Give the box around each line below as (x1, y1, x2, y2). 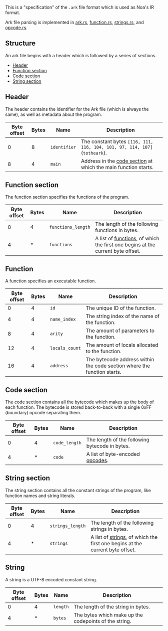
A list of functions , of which (94, 235, 159, 242)
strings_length (49, 523, 86, 529)
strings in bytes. (90, 525, 128, 532)
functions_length (49, 224, 90, 230)
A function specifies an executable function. (5, 278, 96, 284)
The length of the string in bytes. (73, 603, 150, 610)
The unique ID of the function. (85, 304, 156, 311)
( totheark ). (80, 149, 107, 156)
